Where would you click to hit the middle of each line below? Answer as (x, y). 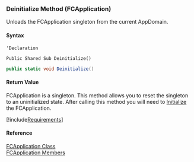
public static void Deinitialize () (50, 69)
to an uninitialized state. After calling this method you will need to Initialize (96, 101)
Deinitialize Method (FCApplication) (59, 9)
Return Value (23, 82)
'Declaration (22, 48)
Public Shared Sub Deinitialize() (49, 58)
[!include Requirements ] (35, 119)
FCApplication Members (36, 153)
